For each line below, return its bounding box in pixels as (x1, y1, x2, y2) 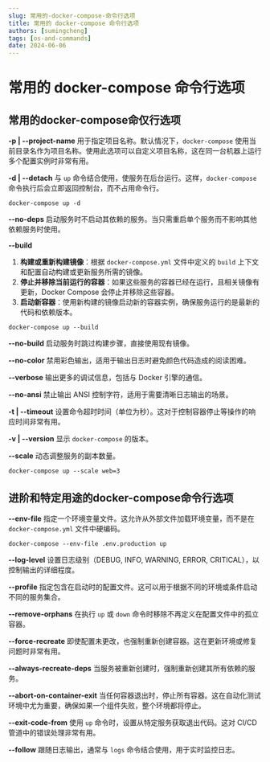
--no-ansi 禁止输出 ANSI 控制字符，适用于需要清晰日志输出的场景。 (8, 390, 233, 399)
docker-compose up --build (8, 323, 99, 332)
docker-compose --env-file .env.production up (8, 539, 167, 547)
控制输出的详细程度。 (8, 564, 79, 575)
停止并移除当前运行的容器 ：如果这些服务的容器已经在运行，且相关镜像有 (19, 277, 260, 287)
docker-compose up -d (8, 199, 81, 207)
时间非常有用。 (14, 417, 65, 427)
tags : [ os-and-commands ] (8, 34, 92, 43)
